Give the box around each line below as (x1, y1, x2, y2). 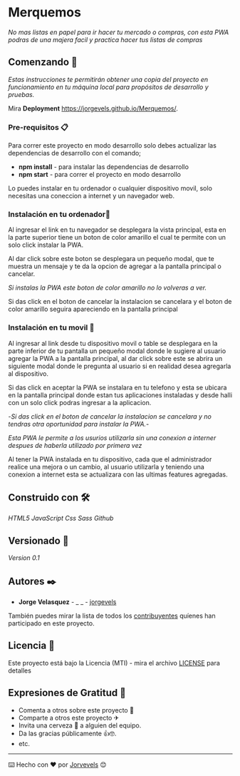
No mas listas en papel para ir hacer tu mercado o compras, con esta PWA (8, 28, 229, 36)
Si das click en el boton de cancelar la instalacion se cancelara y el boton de (8, 297, 232, 306)
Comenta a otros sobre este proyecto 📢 (18, 705, 135, 714)
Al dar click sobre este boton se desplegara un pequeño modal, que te (8, 255, 214, 263)
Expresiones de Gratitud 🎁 (8, 687, 127, 699)
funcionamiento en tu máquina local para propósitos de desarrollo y (8, 83, 209, 91)
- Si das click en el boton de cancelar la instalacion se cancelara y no (8, 412, 212, 421)
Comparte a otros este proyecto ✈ (18, 713, 120, 722)
